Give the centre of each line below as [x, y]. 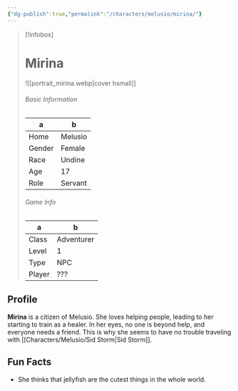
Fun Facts [30, 362]
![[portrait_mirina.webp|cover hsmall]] [81, 83]
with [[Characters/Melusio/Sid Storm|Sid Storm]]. [80, 340]
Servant [74, 183]
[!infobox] [39, 34]
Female [73, 148]
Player [39, 274]
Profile [22, 300]
